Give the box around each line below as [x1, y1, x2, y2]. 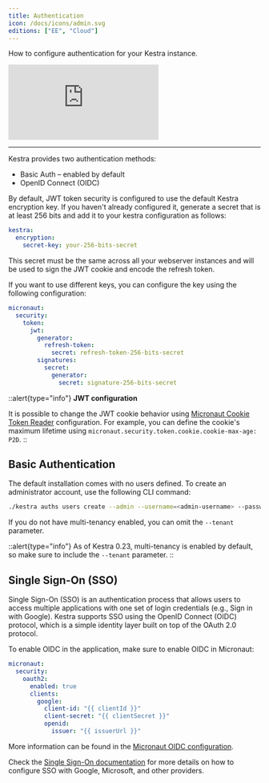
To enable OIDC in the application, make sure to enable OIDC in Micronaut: [8, 644, 255, 655]
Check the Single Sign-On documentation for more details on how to [8, 756, 235, 767]
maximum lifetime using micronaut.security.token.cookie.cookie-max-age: [8, 426, 258, 435]
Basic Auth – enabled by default [19, 169, 126, 179]
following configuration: [8, 288, 86, 298]
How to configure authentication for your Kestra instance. [8, 49, 198, 59]
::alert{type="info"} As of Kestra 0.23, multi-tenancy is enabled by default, [8, 541, 254, 551]
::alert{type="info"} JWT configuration [8, 393, 138, 402]
